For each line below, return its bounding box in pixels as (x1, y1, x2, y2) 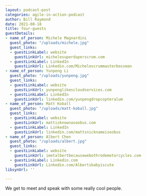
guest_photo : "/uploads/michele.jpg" (10, 40, 89, 45)
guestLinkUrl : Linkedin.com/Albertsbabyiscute (14, 162, 114, 167)
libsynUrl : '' (5, 167, 35, 172)
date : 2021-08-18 (5, 21, 42, 27)
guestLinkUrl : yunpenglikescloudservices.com (14, 87, 112, 92)
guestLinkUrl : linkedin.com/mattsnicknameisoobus (14, 129, 121, 134)
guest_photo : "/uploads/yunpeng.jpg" (10, 73, 89, 78)
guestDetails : (5, 31, 35, 36)
